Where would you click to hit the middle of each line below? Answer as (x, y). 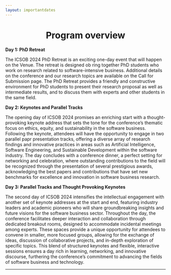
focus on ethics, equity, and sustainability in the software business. (76, 128)
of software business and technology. (45, 262)
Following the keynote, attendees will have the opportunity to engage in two (85, 133)
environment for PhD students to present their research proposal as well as (84, 86)
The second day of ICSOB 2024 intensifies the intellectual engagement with (85, 197)
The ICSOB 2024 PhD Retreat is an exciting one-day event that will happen (83, 59)
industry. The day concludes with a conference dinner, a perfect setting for (84, 155)
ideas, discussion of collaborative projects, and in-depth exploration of (79, 240)
